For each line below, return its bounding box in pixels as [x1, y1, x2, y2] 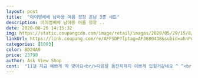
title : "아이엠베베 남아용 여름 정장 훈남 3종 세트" [6, 14, 120, 20]
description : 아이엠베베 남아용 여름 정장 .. [6, 19, 105, 25]
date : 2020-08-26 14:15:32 [6, 25, 72, 31]
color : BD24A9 [6, 47, 41, 53]
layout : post [6, 8, 38, 15]
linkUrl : [6, 36, 28, 42]
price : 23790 [6, 52, 38, 58]
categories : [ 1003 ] [6, 42, 54, 48]
